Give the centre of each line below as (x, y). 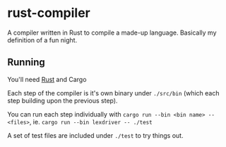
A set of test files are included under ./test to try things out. (95, 135)
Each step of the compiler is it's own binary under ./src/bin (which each (114, 93)
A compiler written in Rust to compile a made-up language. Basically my (112, 33)
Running (26, 63)
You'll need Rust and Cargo (47, 79)
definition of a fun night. (42, 40)
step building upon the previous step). (63, 100)
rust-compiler (49, 13)
